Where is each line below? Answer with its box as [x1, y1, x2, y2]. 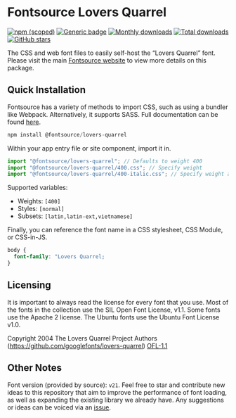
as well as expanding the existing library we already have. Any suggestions [7, 395, 225, 404]
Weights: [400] [17, 197, 61, 205]
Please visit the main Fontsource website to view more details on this [7, 56, 207, 64]
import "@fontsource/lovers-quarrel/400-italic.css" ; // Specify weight [7, 170, 225, 178]
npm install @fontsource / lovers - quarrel [7, 131, 128, 138]
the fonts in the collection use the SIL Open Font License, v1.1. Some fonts [7, 305, 221, 314]
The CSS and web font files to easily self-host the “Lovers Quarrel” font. [7, 49, 216, 57]
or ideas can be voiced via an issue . [7, 403, 111, 412]
